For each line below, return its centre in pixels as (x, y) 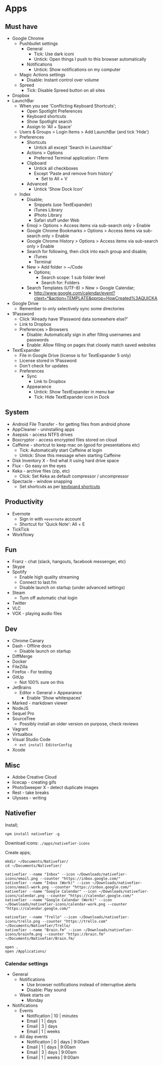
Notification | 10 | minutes (52, 1016)
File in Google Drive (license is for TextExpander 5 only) (75, 355)
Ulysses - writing (29, 798)
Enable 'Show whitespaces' (54, 698)
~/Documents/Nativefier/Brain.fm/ (40, 938)
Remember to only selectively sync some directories (72, 308)
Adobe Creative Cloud (34, 777)
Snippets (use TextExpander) (63, 204)
